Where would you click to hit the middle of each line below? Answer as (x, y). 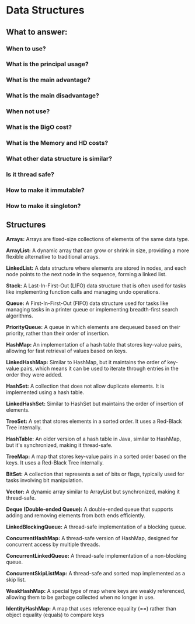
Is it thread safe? (30, 174)
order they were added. (34, 374)
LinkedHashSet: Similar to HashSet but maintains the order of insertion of (95, 403)
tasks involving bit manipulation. (45, 480)
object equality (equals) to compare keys (55, 615)
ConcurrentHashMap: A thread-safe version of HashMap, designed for (92, 538)
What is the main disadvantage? (53, 96)
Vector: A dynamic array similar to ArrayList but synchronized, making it (93, 491)
